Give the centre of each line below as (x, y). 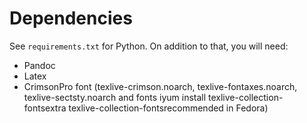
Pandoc (39, 65)
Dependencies (71, 18)
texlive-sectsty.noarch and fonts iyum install (115, 97)
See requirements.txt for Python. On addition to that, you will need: (149, 46)
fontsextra (45, 108)
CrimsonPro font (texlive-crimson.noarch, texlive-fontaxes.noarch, (160, 86)
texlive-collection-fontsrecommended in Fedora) (168, 108)
